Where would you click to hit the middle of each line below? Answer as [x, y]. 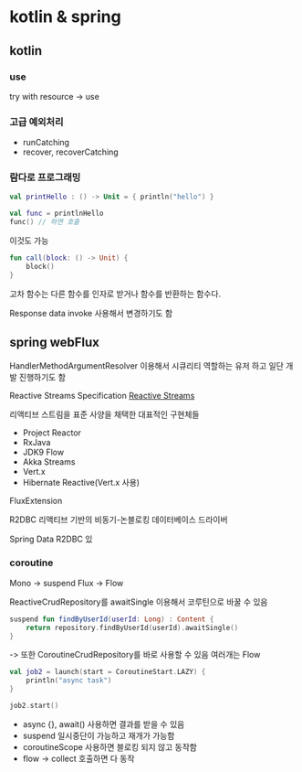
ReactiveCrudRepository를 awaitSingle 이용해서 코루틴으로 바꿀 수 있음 [139, 602]
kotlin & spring [65, 17]
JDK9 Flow [43, 452]
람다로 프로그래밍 [45, 177]
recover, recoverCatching [70, 152]
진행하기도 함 [42, 377]
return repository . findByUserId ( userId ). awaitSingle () [132, 627]
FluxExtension [36, 500]
